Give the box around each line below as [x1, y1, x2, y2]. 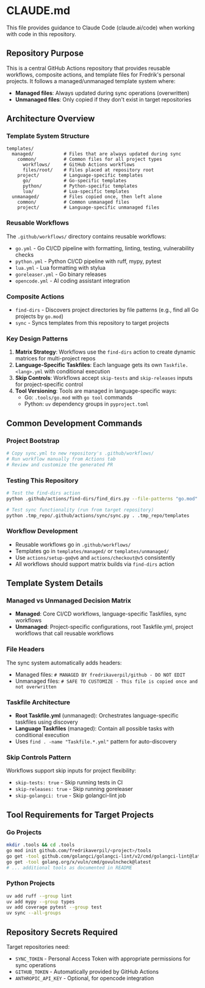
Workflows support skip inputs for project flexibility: [6, 767, 137, 774]
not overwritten [15, 683, 57, 690]
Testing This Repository [6, 476, 79, 485]
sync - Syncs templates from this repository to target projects [15, 319, 170, 327]
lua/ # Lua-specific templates [22, 188, 130, 195]
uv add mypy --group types [6, 899, 75, 905]
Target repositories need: [6, 943, 70, 950]
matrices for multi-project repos [15, 355, 96, 362]
